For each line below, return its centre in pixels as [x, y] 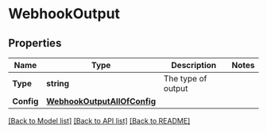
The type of [185, 78]
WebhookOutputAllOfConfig [101, 101]
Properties [35, 43]
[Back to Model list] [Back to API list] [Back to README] [99, 121]
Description [194, 65]
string [58, 84]
